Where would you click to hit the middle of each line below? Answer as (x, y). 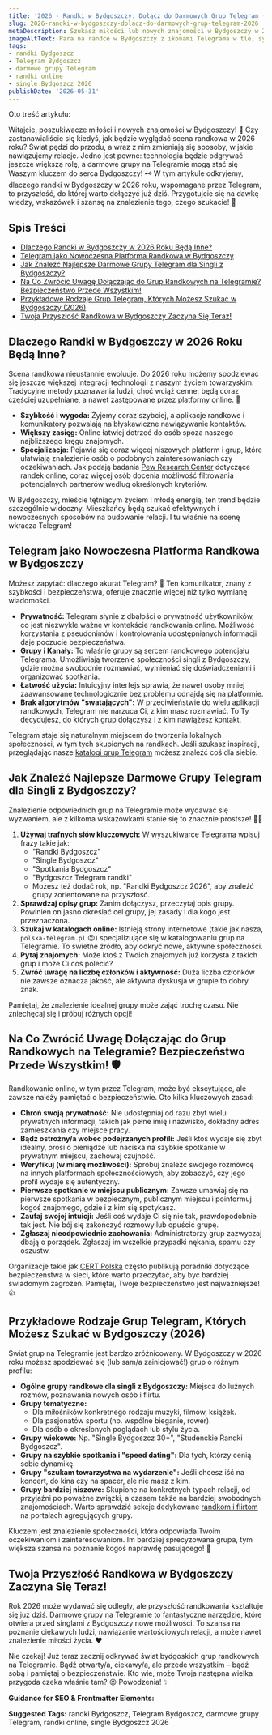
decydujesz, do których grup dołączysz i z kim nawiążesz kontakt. (131, 719)
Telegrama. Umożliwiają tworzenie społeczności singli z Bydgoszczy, (135, 659)
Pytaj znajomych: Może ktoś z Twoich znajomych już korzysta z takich (138, 955)
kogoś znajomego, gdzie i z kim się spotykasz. (98, 1208)
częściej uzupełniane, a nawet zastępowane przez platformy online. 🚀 (125, 399)
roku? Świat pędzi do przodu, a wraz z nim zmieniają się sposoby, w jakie (131, 147)
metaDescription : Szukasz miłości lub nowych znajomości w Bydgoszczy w (134, 31)
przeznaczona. (45, 920)
